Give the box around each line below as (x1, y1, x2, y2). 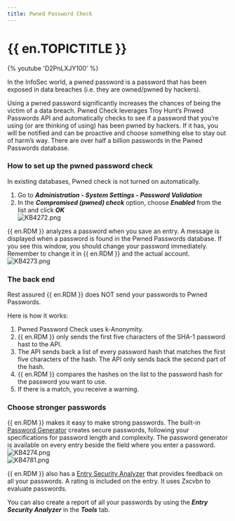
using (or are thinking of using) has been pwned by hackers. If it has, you (7, 121, 219, 130)
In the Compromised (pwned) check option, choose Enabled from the (17, 198, 222, 206)
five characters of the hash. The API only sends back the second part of (17, 355, 227, 363)
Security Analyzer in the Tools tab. (7, 506, 110, 514)
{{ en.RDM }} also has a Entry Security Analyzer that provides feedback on (7, 470, 223, 478)
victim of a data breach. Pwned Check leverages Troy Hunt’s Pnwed (7, 106, 204, 115)
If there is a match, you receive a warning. (17, 385, 139, 394)
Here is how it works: (7, 311, 69, 320)
